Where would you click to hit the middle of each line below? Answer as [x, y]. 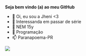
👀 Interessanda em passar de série [47, 22]
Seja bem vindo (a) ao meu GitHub [40, 7]
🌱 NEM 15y [23, 27]
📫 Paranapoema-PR [32, 37]
